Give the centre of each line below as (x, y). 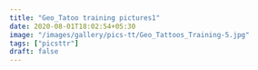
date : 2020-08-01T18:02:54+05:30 (73, 26)
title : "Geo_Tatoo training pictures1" (85, 18)
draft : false (34, 52)
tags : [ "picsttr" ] (44, 43)
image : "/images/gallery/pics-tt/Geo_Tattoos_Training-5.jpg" (129, 35)
